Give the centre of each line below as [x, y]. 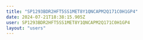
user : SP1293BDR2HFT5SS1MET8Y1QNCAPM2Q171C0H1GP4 [68, 22]
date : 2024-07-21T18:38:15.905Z [46, 17]
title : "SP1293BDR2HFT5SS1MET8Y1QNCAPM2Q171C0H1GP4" [72, 11]
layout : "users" [26, 28]
